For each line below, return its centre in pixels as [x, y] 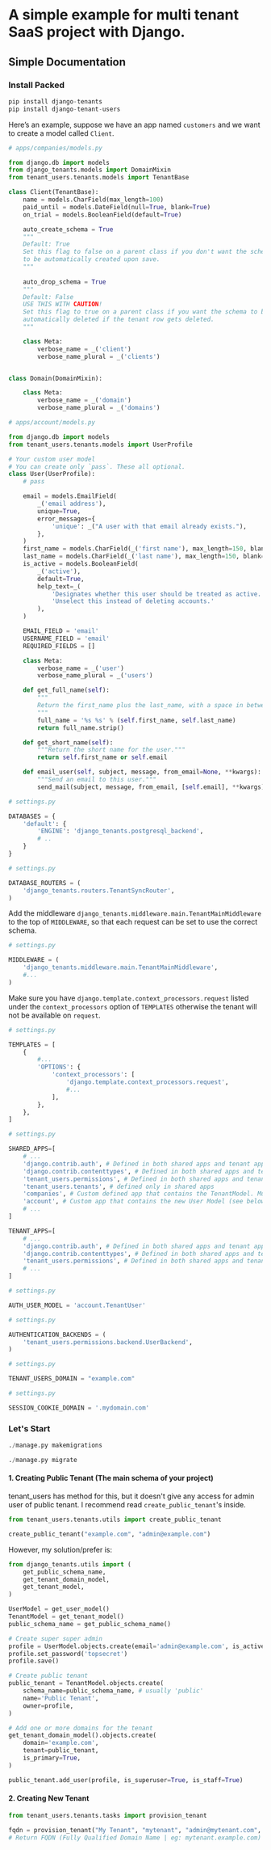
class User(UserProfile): [52, 474]
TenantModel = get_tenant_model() [67, 1616]
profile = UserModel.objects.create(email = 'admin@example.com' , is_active [137, 1646]
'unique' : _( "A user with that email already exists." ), [149, 526]
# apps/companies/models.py [56, 148]
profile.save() [34, 1661]
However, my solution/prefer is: [60, 1549]
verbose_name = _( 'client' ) [84, 349]
